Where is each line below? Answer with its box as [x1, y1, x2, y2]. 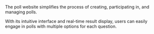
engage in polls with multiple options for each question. [5, 23, 117, 29]
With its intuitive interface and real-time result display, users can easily [5, 19, 148, 24]
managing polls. [5, 9, 38, 15]
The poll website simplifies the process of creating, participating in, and [5, 4, 150, 10]
